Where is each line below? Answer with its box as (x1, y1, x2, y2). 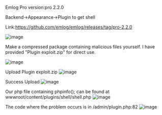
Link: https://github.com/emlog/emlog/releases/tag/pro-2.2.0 (5, 24, 132, 30)
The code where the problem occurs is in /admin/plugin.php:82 (5, 104, 139, 110)
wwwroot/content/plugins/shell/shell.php (5, 94, 92, 100)
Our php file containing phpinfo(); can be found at (5, 89, 110, 95)
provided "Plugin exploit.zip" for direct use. (5, 49, 96, 55)
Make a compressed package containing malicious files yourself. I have (5, 44, 155, 50)
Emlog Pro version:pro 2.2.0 (5, 5, 64, 10)
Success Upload (5, 79, 40, 84)
